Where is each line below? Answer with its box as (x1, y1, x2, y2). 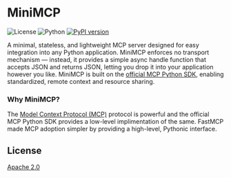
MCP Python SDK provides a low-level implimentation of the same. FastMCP (7, 118, 224, 126)
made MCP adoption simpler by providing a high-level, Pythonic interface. (7, 125, 217, 133)
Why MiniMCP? (7, 94, 60, 104)
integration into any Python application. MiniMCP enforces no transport (7, 48, 210, 56)
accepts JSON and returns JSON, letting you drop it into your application (7, 63, 214, 71)
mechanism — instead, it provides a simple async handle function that (7, 55, 207, 63)
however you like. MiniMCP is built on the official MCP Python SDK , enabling (7, 70, 224, 78)
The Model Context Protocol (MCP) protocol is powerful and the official (7, 110, 210, 118)
